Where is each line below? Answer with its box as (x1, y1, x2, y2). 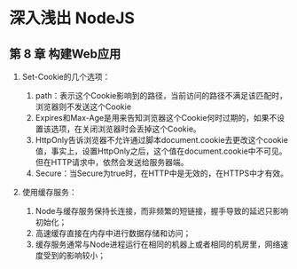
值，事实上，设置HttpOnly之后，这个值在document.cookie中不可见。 (35, 146, 287, 156)
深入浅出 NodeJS (9, 8, 136, 28)
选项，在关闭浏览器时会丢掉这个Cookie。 (51, 123, 201, 134)
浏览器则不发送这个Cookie (35, 101, 131, 112)
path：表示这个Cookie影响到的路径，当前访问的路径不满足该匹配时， (35, 91, 288, 100)
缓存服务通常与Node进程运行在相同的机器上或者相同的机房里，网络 (35, 239, 281, 249)
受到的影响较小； (43, 250, 106, 260)
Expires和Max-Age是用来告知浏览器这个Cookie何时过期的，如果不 (35, 113, 277, 123)
